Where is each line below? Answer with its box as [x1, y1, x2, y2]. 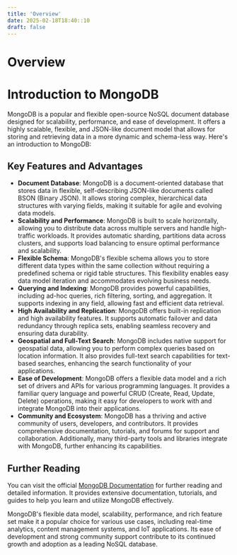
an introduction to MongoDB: [7, 139, 92, 148]
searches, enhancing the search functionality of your [37, 359, 192, 368]
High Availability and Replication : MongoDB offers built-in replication [17, 307, 221, 315]
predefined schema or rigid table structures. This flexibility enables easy [17, 269, 229, 278]
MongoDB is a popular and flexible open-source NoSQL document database [7, 110, 230, 118]
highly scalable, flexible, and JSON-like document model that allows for [7, 124, 216, 133]
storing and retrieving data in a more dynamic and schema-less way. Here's [7, 132, 229, 141]
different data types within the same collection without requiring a [17, 262, 210, 270]
